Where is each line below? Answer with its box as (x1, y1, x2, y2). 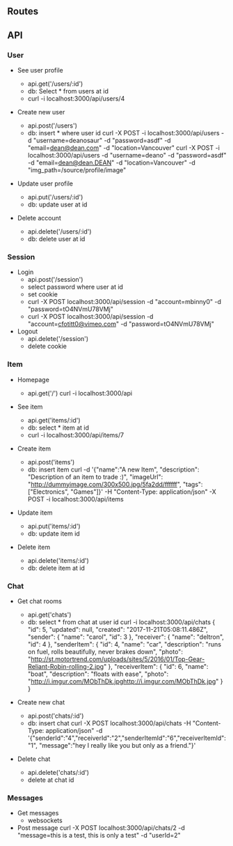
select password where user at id (27, 282, 124, 292)
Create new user (17, 108, 65, 116)
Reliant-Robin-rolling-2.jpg (27, 662, 104, 670)
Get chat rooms (17, 596, 63, 605)
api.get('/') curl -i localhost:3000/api (27, 388, 133, 397)
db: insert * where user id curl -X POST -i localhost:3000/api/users (27, 129, 220, 137)
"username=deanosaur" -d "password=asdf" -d (33, 136, 172, 145)
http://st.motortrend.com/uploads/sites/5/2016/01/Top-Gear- (31, 655, 205, 663)
